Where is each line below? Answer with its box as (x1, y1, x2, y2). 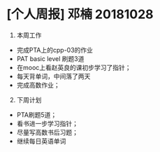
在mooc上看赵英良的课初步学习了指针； (16, 63, 131, 71)
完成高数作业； (16, 81, 60, 89)
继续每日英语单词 (16, 137, 66, 145)
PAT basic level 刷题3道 (16, 54, 85, 63)
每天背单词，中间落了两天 (16, 71, 91, 81)
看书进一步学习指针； (16, 119, 78, 127)
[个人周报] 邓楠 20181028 (6, 6, 154, 22)
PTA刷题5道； (16, 110, 57, 119)
